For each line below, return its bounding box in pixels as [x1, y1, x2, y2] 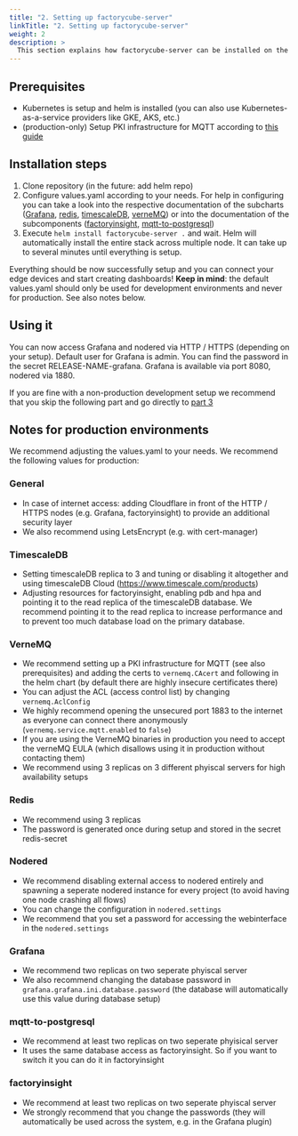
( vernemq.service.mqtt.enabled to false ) [21, 724, 172, 735]
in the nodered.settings [21, 922, 109, 933]
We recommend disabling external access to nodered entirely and [21, 875, 264, 886]
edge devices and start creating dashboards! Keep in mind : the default [9, 273, 270, 284]
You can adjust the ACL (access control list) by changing [21, 687, 230, 697]
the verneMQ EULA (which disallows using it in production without [21, 744, 265, 754]
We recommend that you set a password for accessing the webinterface [21, 913, 287, 923]
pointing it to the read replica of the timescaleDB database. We [21, 597, 253, 608]
